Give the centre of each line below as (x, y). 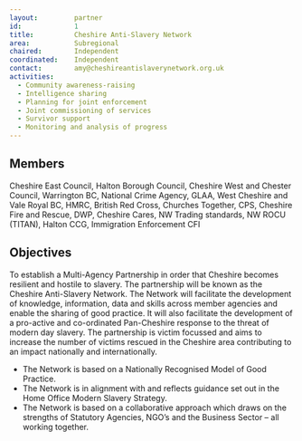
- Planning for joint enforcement (82, 102)
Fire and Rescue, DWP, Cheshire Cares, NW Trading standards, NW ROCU (148, 215)
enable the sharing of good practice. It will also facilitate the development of (151, 312)
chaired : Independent (64, 52)
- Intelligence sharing (62, 93)
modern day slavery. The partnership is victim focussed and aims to (136, 332)
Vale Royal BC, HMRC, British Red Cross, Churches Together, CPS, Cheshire (151, 205)
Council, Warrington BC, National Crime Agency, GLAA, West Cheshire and (149, 195)
